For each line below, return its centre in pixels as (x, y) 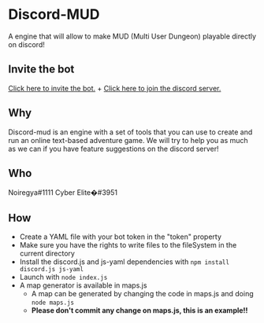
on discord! (26, 44)
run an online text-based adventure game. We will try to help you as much (128, 140)
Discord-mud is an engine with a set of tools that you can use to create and (130, 132)
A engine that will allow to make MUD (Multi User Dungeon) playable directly (132, 36)
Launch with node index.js (63, 277)
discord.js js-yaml (52, 270)
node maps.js (53, 303)
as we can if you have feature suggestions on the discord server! (113, 149)
